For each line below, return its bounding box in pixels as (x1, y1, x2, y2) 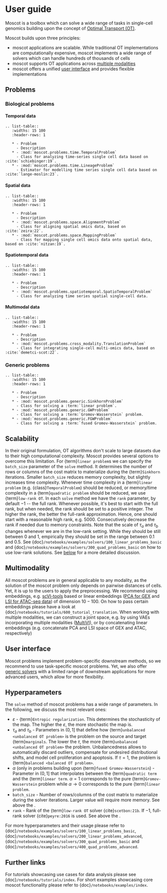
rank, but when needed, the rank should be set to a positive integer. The (5, 506, 154, 512)
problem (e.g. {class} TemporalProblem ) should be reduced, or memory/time (5, 485, 157, 491)
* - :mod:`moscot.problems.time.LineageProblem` (11, 163, 115, 168)
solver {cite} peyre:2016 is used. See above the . (22, 813, 121, 819)
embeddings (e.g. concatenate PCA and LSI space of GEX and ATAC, (5, 625, 147, 631)
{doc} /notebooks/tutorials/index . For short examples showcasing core (5, 877, 153, 883)
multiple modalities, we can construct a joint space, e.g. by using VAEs (5, 614, 151, 620)
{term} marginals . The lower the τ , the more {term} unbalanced (12, 739, 138, 745)
